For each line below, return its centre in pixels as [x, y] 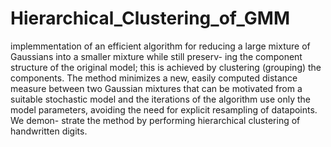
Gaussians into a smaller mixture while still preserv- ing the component [156, 56]
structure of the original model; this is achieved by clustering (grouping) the [166, 67]
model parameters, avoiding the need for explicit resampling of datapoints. [164, 109]
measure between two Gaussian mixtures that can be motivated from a [156, 88]
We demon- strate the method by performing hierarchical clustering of [155, 120]
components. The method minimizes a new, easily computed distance [154, 78]
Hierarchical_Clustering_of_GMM [150, 18]
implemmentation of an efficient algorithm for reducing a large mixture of [160, 46]
